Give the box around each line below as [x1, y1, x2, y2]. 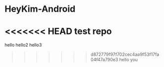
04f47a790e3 [90, 57, 119, 63]
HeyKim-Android [4, 3, 76, 15]
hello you [119, 57, 138, 63]
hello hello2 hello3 [4, 42, 42, 48]
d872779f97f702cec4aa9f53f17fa [90, 51, 160, 57]
